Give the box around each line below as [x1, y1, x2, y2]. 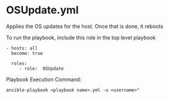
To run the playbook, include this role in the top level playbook [6, 34, 156, 41]
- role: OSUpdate [19, 65, 64, 72]
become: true [11, 50, 43, 56]
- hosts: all [6, 45, 38, 51]
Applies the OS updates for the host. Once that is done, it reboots [6, 23, 164, 30]
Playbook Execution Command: [6, 76, 82, 83]
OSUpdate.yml [6, 3, 79, 17]
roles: [11, 61, 27, 66]
